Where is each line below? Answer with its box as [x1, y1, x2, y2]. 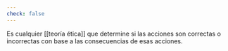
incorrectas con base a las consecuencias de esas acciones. [6, 36, 184, 45]
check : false [6, 10, 45, 17]
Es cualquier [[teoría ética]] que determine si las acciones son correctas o [6, 29, 221, 38]
